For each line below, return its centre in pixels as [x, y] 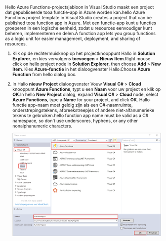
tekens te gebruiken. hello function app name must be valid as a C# [80, 115]
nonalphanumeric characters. [42, 126]
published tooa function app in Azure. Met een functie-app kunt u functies [81, 23]
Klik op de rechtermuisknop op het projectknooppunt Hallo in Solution [84, 53]
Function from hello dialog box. [44, 74]
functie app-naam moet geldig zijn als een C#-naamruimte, [72, 105]
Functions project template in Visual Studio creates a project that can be [79, 18]
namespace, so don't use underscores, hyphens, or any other [75, 121]
